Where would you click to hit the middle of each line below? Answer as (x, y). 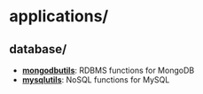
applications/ (59, 16)
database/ (38, 49)
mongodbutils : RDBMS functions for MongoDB (108, 70)
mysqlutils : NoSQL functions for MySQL (96, 80)
